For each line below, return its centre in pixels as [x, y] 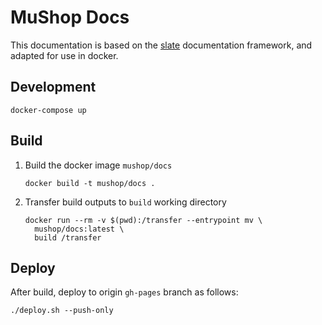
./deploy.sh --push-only [62, 311]
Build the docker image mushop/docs [98, 165]
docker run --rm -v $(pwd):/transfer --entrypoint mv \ [143, 220]
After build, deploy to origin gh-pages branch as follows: [124, 292]
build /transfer [68, 237]
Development [53, 87]
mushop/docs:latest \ [79, 229]
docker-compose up [48, 110]
